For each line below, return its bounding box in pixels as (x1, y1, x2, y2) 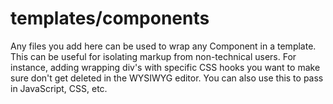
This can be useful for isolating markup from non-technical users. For (10, 50, 297, 62)
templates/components (10, 7, 210, 30)
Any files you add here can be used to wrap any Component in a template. (10, 40, 317, 52)
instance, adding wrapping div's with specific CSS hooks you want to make (10, 61, 321, 73)
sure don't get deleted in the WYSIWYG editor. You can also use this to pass (10, 72, 324, 84)
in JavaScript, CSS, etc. (10, 82, 108, 94)
